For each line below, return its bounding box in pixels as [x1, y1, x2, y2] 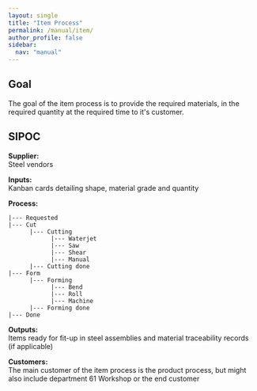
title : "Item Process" [8, 19, 83, 27]
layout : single [8, 11, 59, 20]
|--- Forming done [28, 304, 90, 312]
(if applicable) [8, 341, 54, 351]
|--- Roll [50, 290, 83, 298]
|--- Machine [50, 297, 93, 305]
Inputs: [8, 175, 32, 184]
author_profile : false [8, 33, 83, 42]
